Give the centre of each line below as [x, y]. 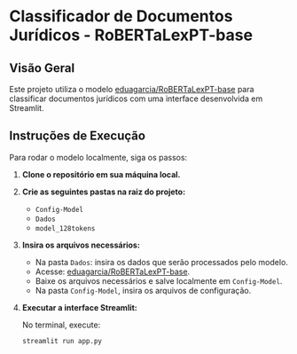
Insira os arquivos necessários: [81, 245]
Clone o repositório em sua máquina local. [101, 174]
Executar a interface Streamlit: [79, 307]
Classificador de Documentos [121, 16]
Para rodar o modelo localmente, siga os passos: [98, 157]
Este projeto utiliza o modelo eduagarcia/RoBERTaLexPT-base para [132, 89]
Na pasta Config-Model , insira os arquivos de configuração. [143, 290]
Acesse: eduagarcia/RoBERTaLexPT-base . [113, 271]
